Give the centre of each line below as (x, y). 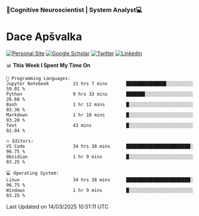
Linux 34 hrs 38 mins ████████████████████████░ (100, 180)
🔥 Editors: (20, 141)
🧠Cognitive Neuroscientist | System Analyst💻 (74, 10)
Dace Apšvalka (44, 37)
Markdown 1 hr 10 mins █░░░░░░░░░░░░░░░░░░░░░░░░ (100, 115)
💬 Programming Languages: (38, 78)
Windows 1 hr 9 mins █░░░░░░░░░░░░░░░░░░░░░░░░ (100, 190)
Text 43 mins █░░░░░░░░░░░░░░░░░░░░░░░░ (100, 125)
